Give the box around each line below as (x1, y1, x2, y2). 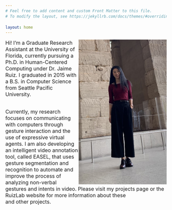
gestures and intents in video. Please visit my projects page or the (5, 185, 165, 192)
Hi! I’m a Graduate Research (5, 39, 73, 46)
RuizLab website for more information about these (5, 192, 126, 199)
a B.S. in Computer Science (5, 78, 72, 85)
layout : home (5, 25, 33, 30)
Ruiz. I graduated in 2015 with (5, 72, 77, 79)
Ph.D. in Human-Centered (5, 59, 68, 66)
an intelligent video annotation (5, 147, 78, 154)
